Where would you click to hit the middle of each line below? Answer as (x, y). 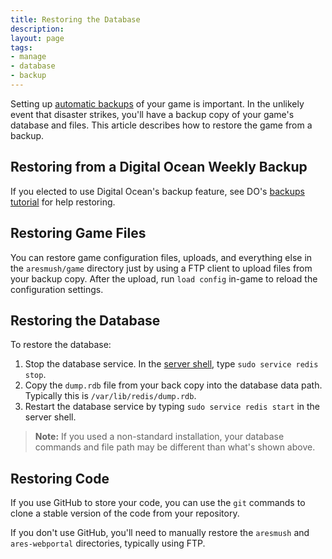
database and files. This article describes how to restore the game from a (161, 125)
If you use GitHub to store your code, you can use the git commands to (158, 503)
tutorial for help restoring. (63, 202)
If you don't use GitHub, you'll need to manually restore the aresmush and (160, 533)
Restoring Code (60, 478)
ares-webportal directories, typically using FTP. (108, 543)
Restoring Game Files (78, 233)
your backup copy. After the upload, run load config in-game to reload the (164, 278)
